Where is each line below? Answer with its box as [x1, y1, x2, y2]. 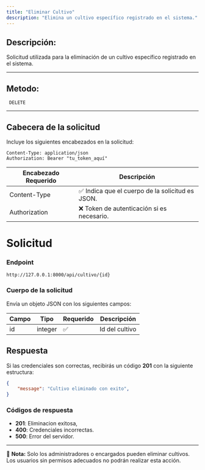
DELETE [9, 100, 26, 106]
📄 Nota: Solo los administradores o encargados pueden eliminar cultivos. [6, 450, 190, 458]
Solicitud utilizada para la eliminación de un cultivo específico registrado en [6, 53, 196, 61]
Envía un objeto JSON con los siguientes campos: [6, 300, 132, 307]
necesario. [78, 211, 109, 220]
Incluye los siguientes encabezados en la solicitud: [6, 138, 134, 145]
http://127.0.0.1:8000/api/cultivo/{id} [6, 272, 111, 278]
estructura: [6, 368, 34, 376]
